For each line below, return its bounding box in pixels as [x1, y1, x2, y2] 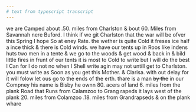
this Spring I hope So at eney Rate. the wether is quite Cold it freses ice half [6, 37, 190, 44]
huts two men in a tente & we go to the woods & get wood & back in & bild [6, 50, 186, 57]
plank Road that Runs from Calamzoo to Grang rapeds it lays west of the [6, 87, 182, 94]
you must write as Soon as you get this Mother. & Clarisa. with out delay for [6, 68, 189, 75]
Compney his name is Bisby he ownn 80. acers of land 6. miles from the [6, 81, 181, 88]
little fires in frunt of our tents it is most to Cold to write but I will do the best [6, 56, 190, 63]
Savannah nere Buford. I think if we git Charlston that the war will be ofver [6, 31, 186, 38]
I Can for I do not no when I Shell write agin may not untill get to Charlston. [6, 62, 187, 70]
